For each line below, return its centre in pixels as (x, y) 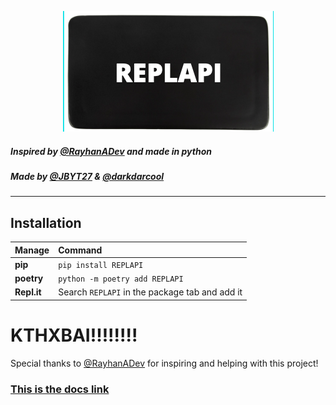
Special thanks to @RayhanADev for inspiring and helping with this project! (164, 363)
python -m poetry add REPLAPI (121, 279)
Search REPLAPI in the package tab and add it (150, 292)
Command (80, 250)
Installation (46, 222)
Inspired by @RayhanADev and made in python (111, 151)
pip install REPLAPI (101, 265)
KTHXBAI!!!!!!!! (74, 335)
